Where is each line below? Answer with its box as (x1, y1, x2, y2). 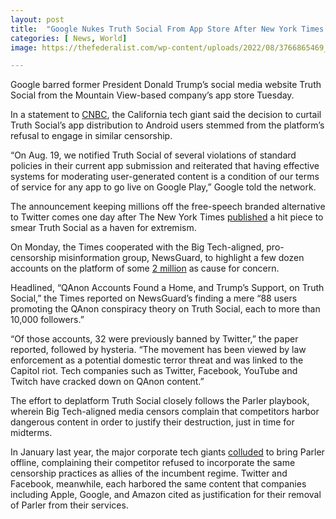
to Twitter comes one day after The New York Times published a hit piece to (10, 211, 324, 223)
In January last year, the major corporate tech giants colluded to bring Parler (10, 446, 325, 458)
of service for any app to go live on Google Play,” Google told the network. (10, 181, 317, 193)
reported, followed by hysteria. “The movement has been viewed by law (10, 344, 307, 356)
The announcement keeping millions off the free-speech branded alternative (10, 201, 326, 213)
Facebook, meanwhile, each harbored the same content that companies (10, 478, 307, 490)
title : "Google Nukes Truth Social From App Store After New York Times (10, 24, 325, 34)
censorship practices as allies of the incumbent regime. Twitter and (10, 467, 288, 480)
